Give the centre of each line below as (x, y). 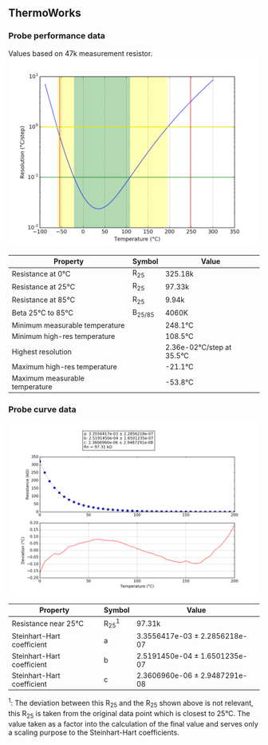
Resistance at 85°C (43, 300)
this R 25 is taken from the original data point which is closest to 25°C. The (129, 714)
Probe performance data (57, 36)
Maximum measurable (48, 378)
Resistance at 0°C (41, 274)
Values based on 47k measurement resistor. (81, 53)
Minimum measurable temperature (68, 325)
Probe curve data (43, 409)
